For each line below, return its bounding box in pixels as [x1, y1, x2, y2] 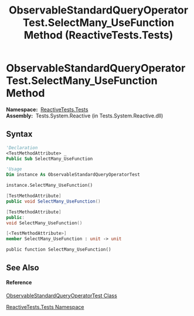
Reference [6, 279, 32, 286]
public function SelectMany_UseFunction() [6, 247, 111, 253]
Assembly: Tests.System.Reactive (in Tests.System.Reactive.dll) [6, 112, 164, 119]
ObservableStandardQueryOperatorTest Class [6, 292, 117, 299]
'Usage [6, 166, 22, 172]
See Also [6, 263, 39, 273]
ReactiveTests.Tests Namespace [6, 303, 84, 310]
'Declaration [6, 144, 38, 150]
